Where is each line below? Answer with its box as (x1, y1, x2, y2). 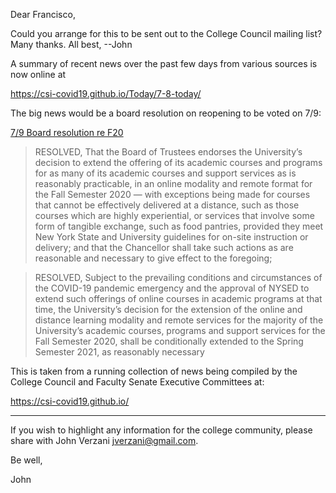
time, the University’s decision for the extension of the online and (34, 304, 303, 315)
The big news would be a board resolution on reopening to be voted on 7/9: (10, 107, 322, 119)
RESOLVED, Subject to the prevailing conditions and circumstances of (34, 272, 323, 283)
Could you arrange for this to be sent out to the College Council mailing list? (10, 28, 323, 39)
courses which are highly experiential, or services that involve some (34, 210, 315, 221)
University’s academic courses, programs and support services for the (34, 325, 326, 336)
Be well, (10, 454, 43, 466)
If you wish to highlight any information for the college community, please (10, 424, 313, 436)
